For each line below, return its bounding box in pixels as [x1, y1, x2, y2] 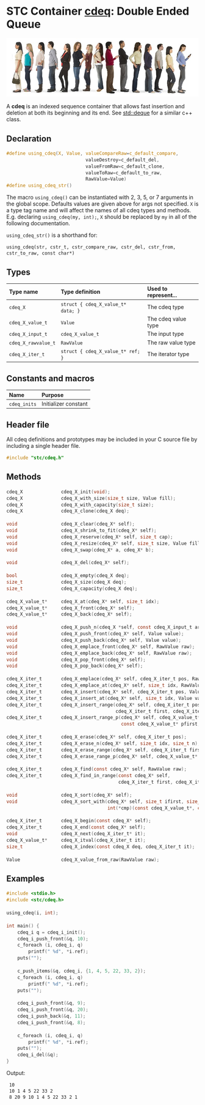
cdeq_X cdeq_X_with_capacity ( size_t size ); [6, 502, 154, 508]
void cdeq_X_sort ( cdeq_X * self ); [6, 792, 132, 798]
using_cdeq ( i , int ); [6, 910, 59, 916]
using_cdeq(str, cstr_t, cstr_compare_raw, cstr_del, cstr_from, [6, 244, 176, 250]
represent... [147, 291, 178, 299]
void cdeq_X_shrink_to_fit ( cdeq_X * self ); [6, 527, 157, 534]
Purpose [41, 391, 64, 398]
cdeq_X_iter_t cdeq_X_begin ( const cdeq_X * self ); [6, 818, 151, 824]
